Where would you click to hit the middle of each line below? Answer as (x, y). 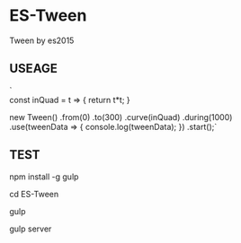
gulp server (31, 229)
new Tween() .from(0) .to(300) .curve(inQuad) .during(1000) (121, 117)
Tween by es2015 (42, 40)
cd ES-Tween (34, 194)
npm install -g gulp (44, 177)
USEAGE (34, 69)
